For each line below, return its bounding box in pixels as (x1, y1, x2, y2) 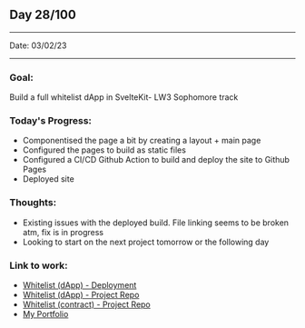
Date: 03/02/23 (9, 40, 67, 51)
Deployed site (22, 174, 74, 184)
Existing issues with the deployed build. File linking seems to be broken (22, 217, 289, 228)
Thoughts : (9, 196, 57, 209)
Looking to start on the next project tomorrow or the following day (22, 236, 270, 247)
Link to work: (9, 259, 68, 272)
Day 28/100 (9, 7, 77, 23)
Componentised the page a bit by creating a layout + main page (22, 135, 261, 146)
